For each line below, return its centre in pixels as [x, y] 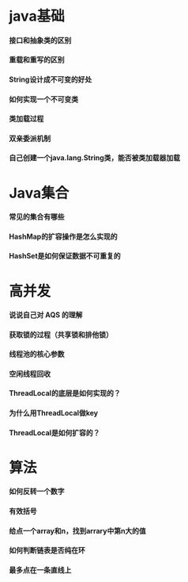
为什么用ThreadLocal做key [53, 413]
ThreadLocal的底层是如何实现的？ [65, 393]
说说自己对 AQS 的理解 [46, 315]
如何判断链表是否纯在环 [47, 550]
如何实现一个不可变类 [43, 99]
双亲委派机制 [30, 138]
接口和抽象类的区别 [40, 40]
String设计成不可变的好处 [51, 79]
